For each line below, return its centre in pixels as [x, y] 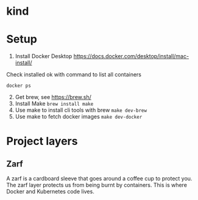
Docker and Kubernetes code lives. [50, 191]
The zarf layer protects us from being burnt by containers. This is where [97, 185]
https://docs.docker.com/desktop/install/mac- [131, 56]
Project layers [42, 141]
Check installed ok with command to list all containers [74, 75]
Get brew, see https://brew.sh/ [53, 97]
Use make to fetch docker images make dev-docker [79, 117]
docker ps [19, 86]
